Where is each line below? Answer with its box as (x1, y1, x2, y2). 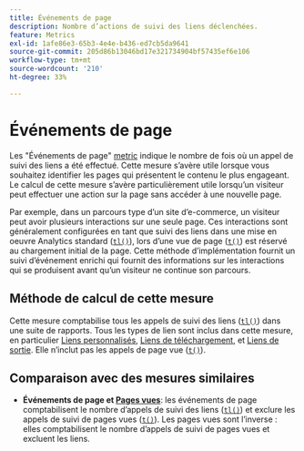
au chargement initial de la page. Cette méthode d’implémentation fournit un (9, 245, 296, 256)
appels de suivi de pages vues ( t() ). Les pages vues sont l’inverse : (22, 414, 278, 425)
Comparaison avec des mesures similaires (9, 370, 255, 385)
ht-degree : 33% (9, 73, 67, 82)
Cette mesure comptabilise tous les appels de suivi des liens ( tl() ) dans (9, 315, 281, 326)
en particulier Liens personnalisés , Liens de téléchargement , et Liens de (9, 334, 279, 345)
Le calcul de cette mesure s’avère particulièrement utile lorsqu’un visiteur (9, 179, 284, 190)
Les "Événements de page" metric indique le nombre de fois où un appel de (9, 149, 294, 160)
